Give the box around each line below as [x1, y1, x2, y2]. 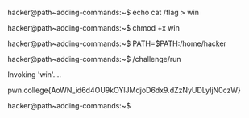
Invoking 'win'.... [7, 70, 62, 79]
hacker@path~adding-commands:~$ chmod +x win [7, 23, 181, 32]
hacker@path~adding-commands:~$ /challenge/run [7, 55, 182, 63]
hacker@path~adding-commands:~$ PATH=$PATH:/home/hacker [7, 39, 227, 48]
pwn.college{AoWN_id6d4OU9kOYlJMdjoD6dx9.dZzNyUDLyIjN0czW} [7, 85, 241, 95]
